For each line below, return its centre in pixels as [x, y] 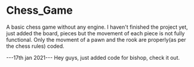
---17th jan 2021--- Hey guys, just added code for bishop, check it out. [93, 57]
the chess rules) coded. [35, 46]
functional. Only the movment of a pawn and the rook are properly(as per [96, 39]
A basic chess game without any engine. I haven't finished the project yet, [97, 27]
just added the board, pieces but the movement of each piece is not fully [96, 33]
